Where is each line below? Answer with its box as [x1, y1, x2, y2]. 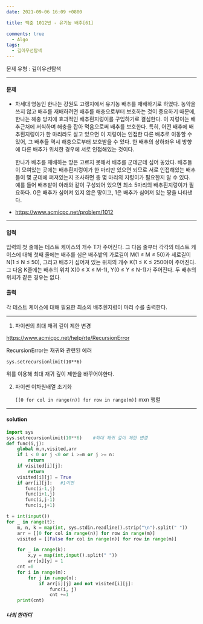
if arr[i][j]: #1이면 [17, 480, 74, 486]
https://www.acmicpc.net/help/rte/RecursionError [6, 334, 130, 341]
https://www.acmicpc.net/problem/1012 [14, 208, 114, 216]
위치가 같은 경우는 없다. [6, 274, 62, 281]
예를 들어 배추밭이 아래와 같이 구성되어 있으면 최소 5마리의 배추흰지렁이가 [14, 181, 188, 188]
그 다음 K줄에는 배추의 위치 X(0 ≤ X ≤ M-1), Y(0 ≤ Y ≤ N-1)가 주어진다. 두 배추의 [6, 266, 196, 273]
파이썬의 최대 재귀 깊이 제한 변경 [14, 322, 91, 329]
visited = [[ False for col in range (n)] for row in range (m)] [17, 536, 177, 542]
